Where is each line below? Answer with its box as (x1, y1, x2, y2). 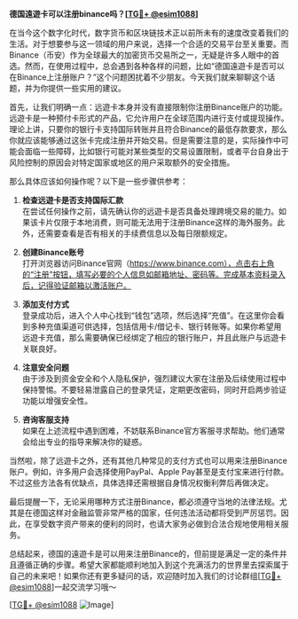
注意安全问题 (21, 363, 69, 372)
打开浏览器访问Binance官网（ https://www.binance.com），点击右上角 (21, 258, 275, 269)
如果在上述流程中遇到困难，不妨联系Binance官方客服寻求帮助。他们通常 (21, 426, 286, 435)
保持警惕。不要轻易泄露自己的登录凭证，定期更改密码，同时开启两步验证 (21, 385, 286, 395)
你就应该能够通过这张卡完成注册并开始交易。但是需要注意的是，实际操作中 (9, 135, 281, 145)
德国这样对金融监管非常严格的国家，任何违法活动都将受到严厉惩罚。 (32, 507, 281, 518)
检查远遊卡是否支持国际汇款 (21, 195, 124, 205)
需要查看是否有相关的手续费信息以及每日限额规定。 (45, 228, 232, 239)
